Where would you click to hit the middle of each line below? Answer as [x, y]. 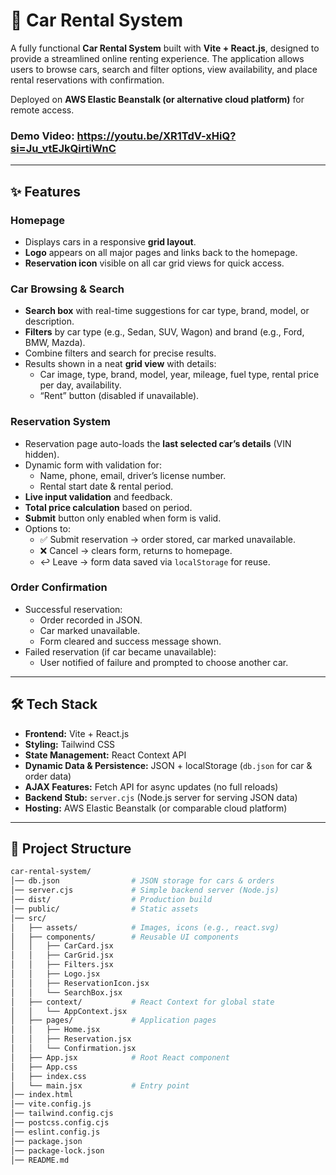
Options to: [47, 528]
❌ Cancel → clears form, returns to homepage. [136, 550]
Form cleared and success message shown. [130, 641]
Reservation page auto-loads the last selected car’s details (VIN [158, 443]
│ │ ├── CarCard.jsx [62, 946]
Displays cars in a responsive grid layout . [110, 241]
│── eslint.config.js [55, 1132]
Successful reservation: [73, 609]
